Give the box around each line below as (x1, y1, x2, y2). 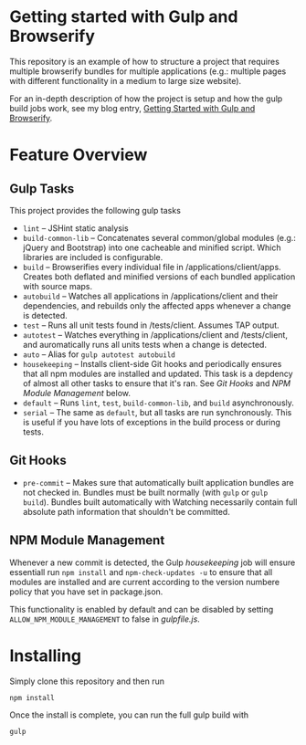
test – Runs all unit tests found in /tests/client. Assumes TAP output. (22, 320, 280, 331)
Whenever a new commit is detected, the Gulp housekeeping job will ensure (9, 557, 296, 568)
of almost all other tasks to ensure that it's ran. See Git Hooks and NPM (22, 377, 290, 389)
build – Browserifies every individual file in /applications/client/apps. (22, 261, 281, 272)
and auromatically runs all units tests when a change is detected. (22, 339, 268, 350)
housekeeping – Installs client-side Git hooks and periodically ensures (22, 358, 282, 369)
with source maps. (22, 280, 93, 291)
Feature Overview (9, 144, 148, 165)
